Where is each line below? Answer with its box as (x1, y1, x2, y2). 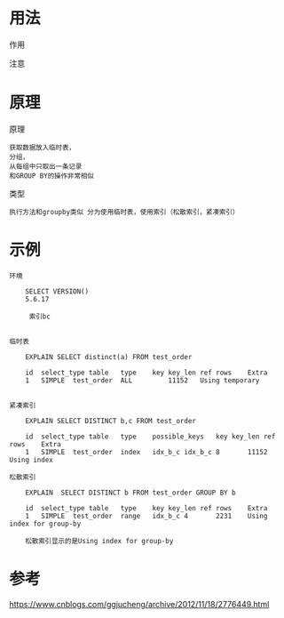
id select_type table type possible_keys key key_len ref (25, 432, 276, 441)
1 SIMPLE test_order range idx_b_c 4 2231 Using (25, 511, 268, 520)
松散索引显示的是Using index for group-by (25, 536, 174, 545)
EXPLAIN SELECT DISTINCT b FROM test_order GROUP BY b (25, 488, 237, 497)
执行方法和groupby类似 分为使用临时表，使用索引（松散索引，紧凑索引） (9, 207, 240, 216)
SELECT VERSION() (25, 286, 90, 296)
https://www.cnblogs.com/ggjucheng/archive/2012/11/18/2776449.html (9, 598, 270, 609)
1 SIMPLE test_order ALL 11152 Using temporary (25, 375, 260, 385)
